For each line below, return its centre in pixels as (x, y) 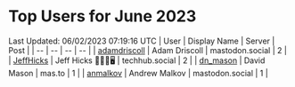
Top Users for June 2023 (102, 16)
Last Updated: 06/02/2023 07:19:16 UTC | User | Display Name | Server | (142, 41)
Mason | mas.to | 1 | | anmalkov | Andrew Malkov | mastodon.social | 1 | (138, 73)
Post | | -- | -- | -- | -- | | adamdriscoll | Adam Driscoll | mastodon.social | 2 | (147, 50)
